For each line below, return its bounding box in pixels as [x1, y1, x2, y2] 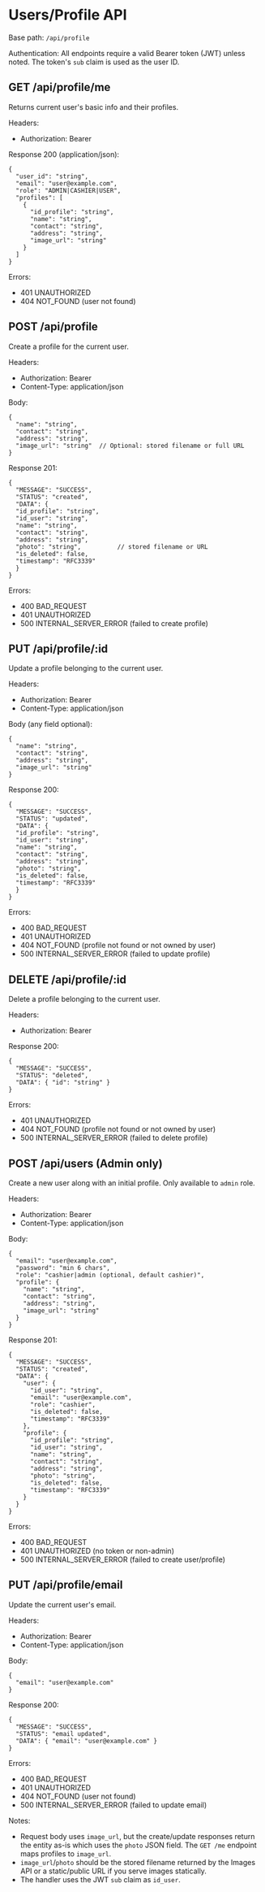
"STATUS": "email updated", [15, 1729, 111, 1738]
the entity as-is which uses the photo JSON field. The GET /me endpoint [19, 1840, 257, 1850]
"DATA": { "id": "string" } [15, 1079, 111, 1087]
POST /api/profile [8, 320, 99, 334]
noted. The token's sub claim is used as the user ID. [8, 57, 180, 67]
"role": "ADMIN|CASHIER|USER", [15, 186, 122, 194]
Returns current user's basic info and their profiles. [8, 102, 179, 111]
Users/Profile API [8, 6, 127, 24]
